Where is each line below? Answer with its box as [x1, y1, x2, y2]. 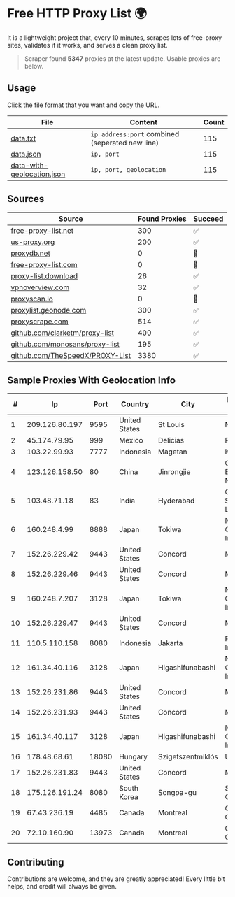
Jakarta [157, 638, 183, 648]
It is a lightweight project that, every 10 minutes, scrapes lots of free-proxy [7, 33, 222, 42]
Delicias [157, 436, 184, 445]
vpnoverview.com [10, 282, 70, 292]
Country [121, 399, 150, 409]
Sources [7, 193, 45, 205]
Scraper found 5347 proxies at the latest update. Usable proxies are [24, 54, 221, 63]
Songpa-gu [157, 788, 197, 798]
